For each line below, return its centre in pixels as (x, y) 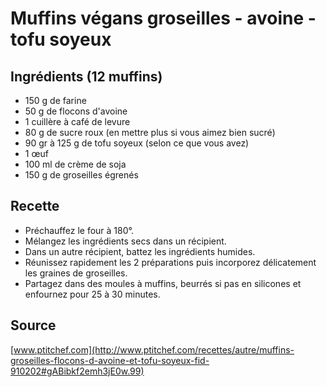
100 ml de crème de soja (75, 164)
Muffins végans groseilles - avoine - (163, 18)
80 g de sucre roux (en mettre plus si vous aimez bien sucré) (150, 132)
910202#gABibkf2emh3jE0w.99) (77, 371)
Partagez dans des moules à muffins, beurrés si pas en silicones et (163, 283)
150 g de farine (55, 100)
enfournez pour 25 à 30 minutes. (92, 294)
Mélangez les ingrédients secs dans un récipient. (125, 241)
